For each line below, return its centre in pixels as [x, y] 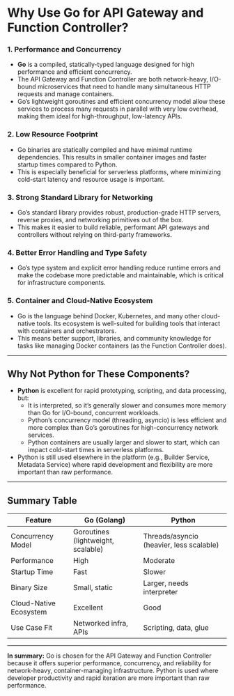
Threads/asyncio [171, 536]
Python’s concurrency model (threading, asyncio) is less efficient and [127, 420]
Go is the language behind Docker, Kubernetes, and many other [108, 316]
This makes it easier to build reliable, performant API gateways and [113, 227]
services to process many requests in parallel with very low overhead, [118, 109]
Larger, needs [166, 583]
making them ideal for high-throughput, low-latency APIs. [100, 116]
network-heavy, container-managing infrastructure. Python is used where [113, 671]
